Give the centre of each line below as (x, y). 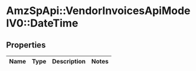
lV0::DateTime (42, 23)
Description (69, 61)
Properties (26, 45)
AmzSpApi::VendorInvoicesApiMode (98, 11)
